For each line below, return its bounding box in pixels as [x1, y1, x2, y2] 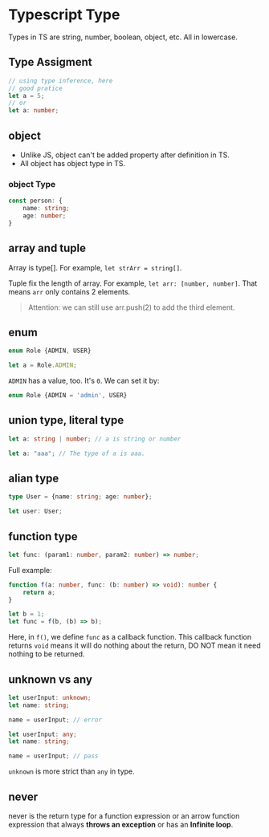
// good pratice [8, 84, 63, 92]
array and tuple [8, 242, 87, 255]
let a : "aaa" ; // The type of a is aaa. [8, 449, 146, 457]
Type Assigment [8, 55, 92, 69]
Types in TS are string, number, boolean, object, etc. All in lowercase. [8, 32, 238, 42]
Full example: [8, 565, 52, 575]
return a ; [22, 588, 56, 596]
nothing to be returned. [8, 649, 85, 659]
